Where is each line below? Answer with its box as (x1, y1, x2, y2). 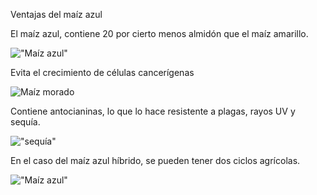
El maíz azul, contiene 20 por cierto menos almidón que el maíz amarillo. (10, 28, 309, 39)
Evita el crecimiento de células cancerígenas (10, 67, 195, 78)
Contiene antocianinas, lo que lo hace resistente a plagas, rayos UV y (10, 105, 296, 117)
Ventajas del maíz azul (10, 9, 103, 20)
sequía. (10, 116, 41, 128)
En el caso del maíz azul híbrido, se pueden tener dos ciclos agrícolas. (10, 155, 301, 166)
